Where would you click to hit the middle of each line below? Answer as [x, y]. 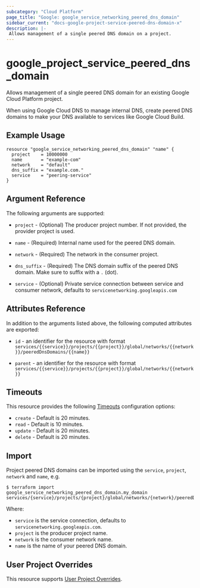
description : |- [26, 28]
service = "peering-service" [52, 175]
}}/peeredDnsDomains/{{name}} [52, 352]
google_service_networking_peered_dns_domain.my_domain [77, 493]
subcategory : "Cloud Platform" [45, 12]
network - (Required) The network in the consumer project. [87, 254]
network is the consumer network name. [64, 540]
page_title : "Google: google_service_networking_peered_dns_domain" [93, 17]
